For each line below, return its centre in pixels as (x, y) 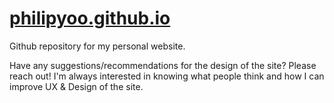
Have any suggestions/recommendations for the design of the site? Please (163, 65)
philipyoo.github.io (90, 18)
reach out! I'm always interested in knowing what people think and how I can (167, 76)
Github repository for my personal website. (97, 46)
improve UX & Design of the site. (76, 86)
